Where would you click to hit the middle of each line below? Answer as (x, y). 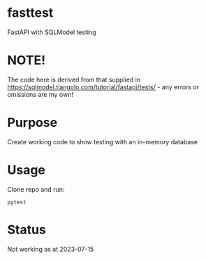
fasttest (30, 13)
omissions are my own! (40, 94)
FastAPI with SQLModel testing (52, 32)
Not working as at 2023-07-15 (51, 249)
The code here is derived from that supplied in (74, 79)
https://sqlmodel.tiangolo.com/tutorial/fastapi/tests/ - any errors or (103, 87)
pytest (17, 202)
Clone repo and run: (36, 189)
